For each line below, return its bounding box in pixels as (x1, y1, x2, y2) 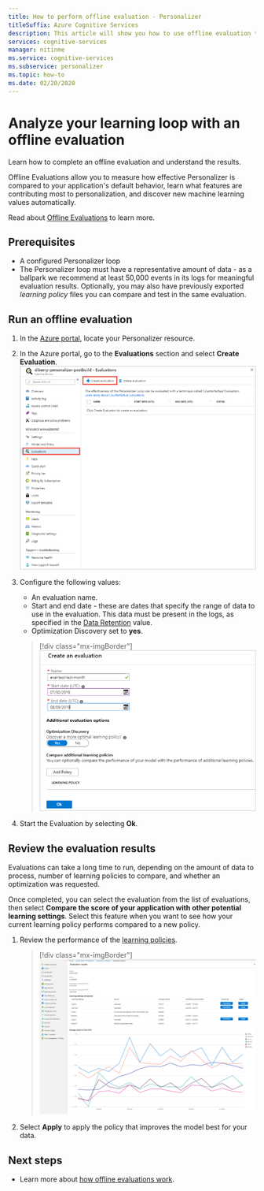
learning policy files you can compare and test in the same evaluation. (19, 290, 247, 300)
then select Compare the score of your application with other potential (8, 903, 242, 913)
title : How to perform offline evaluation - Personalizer (8, 13, 202, 20)
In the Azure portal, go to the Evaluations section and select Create (19, 349, 240, 359)
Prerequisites (8, 235, 75, 248)
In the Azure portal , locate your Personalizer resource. (19, 333, 196, 343)
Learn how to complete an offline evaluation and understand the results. (8, 157, 241, 166)
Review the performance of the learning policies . (19, 935, 178, 945)
